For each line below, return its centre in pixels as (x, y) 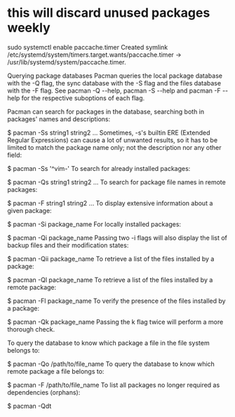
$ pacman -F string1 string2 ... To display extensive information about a (110, 203)
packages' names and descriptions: (59, 119)
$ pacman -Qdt (29, 406)
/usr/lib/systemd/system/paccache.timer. (67, 62)
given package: (29, 210)
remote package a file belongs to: (56, 371)
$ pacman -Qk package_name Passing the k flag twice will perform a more (115, 322)
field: (15, 155)
